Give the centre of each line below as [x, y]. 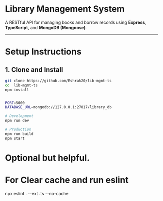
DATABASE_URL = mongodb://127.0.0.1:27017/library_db [58, 107]
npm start [15, 138]
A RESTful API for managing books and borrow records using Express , [76, 22]
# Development [19, 116]
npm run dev [17, 121]
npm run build [19, 134]
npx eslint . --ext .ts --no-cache [37, 193]
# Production [18, 130]
